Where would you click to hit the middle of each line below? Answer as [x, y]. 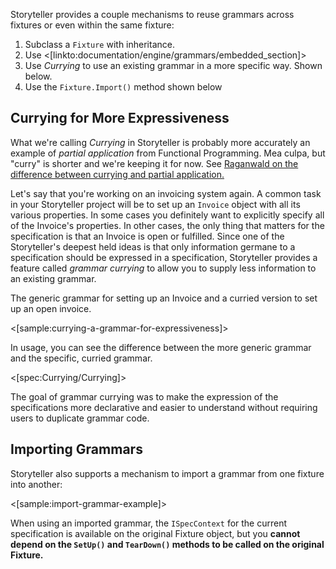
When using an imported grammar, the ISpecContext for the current [149, 523]
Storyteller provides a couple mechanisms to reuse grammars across [152, 14]
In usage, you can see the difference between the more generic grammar [161, 347]
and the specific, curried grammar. [81, 358]
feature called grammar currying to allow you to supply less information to [163, 268]
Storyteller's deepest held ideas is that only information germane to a [153, 246]
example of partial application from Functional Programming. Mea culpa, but [168, 153]
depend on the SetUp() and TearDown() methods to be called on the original [167, 544]
